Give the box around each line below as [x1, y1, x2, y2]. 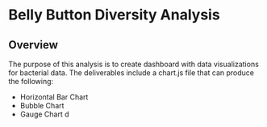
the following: [8, 77, 54, 86]
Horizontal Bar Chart [19, 92, 89, 102]
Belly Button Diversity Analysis [8, 6, 220, 24]
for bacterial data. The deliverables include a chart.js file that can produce [8, 68, 254, 78]
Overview [8, 38, 59, 52]
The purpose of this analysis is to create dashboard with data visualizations [8, 59, 260, 69]
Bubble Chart [19, 101, 65, 110]
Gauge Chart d [19, 109, 70, 119]
